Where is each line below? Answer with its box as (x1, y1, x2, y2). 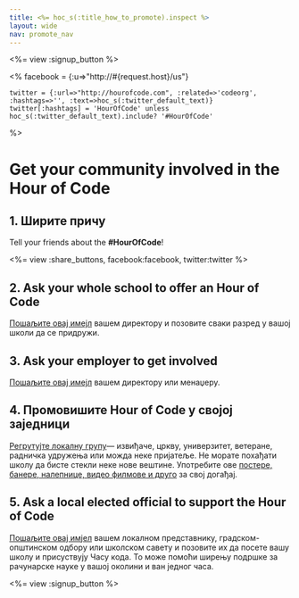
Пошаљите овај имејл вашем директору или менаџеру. (9, 377, 220, 387)
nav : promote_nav (9, 29, 74, 38)
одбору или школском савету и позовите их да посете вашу (59, 542, 290, 552)
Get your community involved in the (9, 159, 280, 179)
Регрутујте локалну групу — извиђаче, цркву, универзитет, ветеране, (9, 440, 273, 451)
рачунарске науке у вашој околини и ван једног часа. (9, 561, 214, 571)
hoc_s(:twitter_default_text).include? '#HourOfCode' (9, 112, 214, 121)
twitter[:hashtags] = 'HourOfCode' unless (9, 104, 170, 113)
